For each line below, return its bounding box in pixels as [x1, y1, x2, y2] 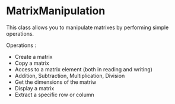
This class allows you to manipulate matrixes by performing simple [6, 24, 169, 31]
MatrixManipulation [6, 4, 106, 18]
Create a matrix [14, 53, 53, 60]
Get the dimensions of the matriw [14, 78, 97, 86]
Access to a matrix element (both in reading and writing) [14, 65, 153, 73]
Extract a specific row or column [14, 91, 94, 98]
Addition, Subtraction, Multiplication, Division [14, 72, 125, 79]
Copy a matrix [14, 59, 49, 67]
